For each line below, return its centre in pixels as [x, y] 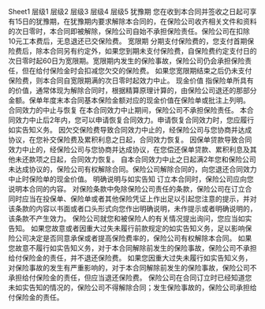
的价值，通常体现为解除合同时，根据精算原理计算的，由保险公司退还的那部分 [132, 90]
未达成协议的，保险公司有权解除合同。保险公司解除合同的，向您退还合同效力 [132, 169]
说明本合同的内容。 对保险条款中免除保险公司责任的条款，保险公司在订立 [127, 189]
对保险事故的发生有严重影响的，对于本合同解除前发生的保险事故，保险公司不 [132, 268]
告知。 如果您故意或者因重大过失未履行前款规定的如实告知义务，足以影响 [127, 228]
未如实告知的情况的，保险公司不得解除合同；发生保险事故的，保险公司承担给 [132, 287]
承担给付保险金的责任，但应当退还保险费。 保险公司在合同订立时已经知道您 [130, 277]
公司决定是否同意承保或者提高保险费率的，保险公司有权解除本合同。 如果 [133, 238]
